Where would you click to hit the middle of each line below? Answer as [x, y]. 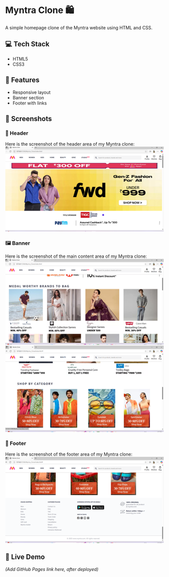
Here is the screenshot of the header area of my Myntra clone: [70, 144]
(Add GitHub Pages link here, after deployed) [52, 569]
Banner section [28, 97]
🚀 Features [22, 80]
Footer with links [29, 103]
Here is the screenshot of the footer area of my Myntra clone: [69, 454]
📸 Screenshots [29, 119]
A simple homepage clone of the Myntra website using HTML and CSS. [79, 27]
